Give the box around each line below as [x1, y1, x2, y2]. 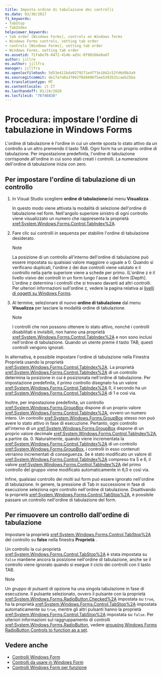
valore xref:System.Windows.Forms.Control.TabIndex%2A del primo [5, 462, 141, 467]
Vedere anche [5, 641, 49, 650]
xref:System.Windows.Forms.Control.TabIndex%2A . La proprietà [5, 365, 134, 370]
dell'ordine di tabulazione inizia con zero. [5, 161, 87, 167]
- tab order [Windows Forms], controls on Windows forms [5, 35, 123, 39]
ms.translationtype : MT [5, 79, 53, 84]
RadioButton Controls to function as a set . [5, 627, 89, 633]
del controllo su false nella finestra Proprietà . [5, 536, 97, 543]
